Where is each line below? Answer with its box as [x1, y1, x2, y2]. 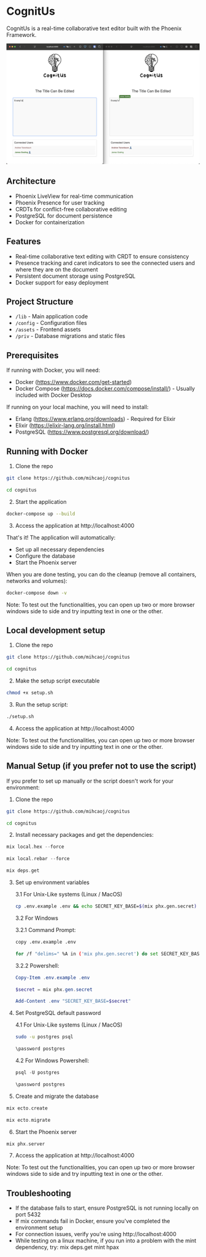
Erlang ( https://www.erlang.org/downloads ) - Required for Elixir [15, 415, 176, 423]
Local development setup [6, 625, 105, 635]
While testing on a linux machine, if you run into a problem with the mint [15, 1237, 197, 1245]
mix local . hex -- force [6, 844, 64, 850]
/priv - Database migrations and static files [15, 332, 126, 340]
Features [6, 237, 41, 247]
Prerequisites [6, 350, 59, 361]
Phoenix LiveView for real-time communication [15, 192, 134, 200]
